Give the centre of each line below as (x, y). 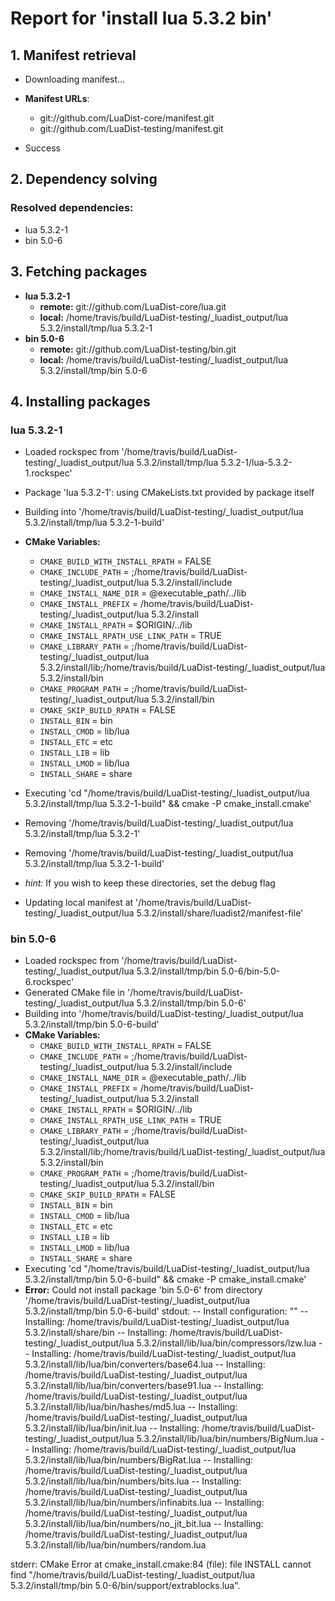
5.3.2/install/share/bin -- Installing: (96, 1333)
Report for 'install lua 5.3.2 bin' (141, 18)
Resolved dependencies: (72, 208)
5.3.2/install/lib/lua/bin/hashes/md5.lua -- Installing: (131, 1407)
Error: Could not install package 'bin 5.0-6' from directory (143, 1290)
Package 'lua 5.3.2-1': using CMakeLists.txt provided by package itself (169, 493)
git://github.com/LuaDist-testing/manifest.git (131, 128)
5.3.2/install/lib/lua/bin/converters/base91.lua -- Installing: (144, 1386)
